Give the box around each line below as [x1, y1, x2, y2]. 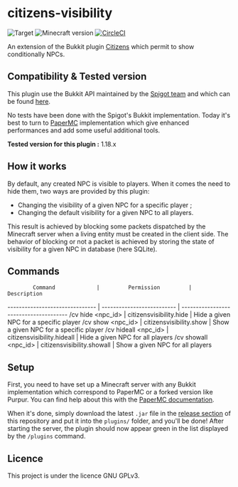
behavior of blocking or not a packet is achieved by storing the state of [7, 237, 215, 246]
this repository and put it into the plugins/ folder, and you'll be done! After [7, 417, 224, 425]
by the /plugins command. [7, 432, 86, 441]
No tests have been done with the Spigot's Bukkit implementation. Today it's [7, 110, 231, 119]
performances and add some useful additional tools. [7, 126, 161, 135]
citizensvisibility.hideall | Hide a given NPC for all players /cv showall [7, 333, 208, 342]
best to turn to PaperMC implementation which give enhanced [7, 118, 190, 127]
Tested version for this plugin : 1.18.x [7, 140, 117, 148]
